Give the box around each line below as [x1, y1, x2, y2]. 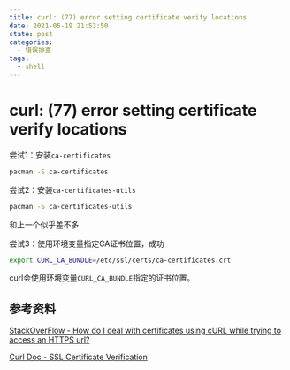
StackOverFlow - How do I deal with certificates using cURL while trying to [9, 325, 281, 336]
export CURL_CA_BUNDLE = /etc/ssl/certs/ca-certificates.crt [9, 256, 232, 265]
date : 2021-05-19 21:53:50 [9, 21, 109, 30]
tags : [9, 54, 29, 63]
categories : [9, 37, 53, 47]
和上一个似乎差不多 [9, 219, 80, 230]
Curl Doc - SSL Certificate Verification [9, 351, 149, 363]
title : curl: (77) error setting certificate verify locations [9, 12, 248, 22]
